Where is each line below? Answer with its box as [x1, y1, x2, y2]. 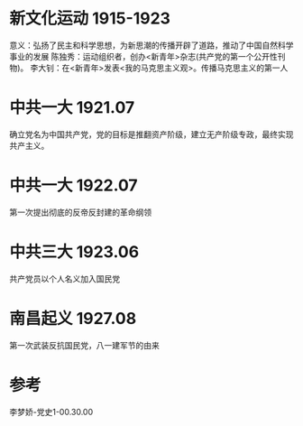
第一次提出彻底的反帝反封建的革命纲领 [9, 207, 151, 218]
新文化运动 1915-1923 [9, 8, 171, 29]
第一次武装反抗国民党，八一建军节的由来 [9, 339, 160, 350]
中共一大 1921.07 [9, 97, 135, 118]
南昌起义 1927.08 [9, 308, 137, 329]
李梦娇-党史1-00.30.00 [9, 406, 94, 417]
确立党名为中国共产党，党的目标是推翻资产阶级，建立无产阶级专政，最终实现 [9, 128, 294, 140]
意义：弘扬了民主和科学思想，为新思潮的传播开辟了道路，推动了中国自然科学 [9, 40, 294, 51]
